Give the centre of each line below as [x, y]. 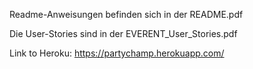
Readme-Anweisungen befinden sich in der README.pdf [126, 14]
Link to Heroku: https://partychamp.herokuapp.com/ [117, 53]
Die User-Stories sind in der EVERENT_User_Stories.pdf [123, 33]
